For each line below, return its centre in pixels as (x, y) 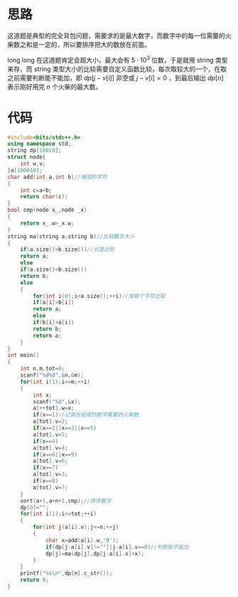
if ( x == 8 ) (46, 481)
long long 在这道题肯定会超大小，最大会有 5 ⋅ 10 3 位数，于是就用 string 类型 (118, 59)
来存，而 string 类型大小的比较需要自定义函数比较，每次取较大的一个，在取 (117, 69)
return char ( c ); (44, 197)
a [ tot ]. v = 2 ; (51, 421)
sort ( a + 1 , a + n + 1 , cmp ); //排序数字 (66, 501)
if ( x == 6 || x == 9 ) (55, 455)
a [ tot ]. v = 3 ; (51, 474)
